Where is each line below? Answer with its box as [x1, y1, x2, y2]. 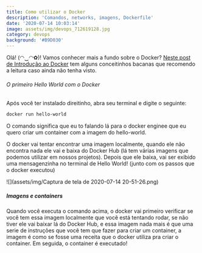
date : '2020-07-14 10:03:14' [6, 20, 80, 26]
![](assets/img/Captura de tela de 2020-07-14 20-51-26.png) [6, 178, 159, 185]
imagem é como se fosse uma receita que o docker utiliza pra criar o [6, 234, 179, 241]
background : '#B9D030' [6, 37, 64, 43]
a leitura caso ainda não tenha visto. [6, 67, 97, 74]
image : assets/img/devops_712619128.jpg [6, 26, 111, 32]
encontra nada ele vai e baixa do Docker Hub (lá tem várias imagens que [6, 147, 189, 154]
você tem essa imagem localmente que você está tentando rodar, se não [6, 214, 189, 221]
